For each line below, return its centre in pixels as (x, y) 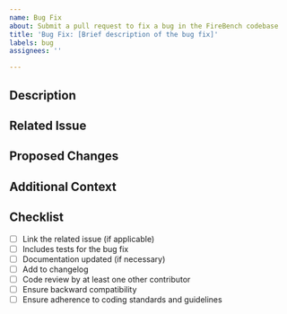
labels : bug (31, 43)
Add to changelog (55, 269)
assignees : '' (36, 51)
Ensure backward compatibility (79, 289)
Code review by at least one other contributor (106, 279)
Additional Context (63, 186)
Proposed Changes (64, 157)
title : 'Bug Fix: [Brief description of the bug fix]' (114, 34)
